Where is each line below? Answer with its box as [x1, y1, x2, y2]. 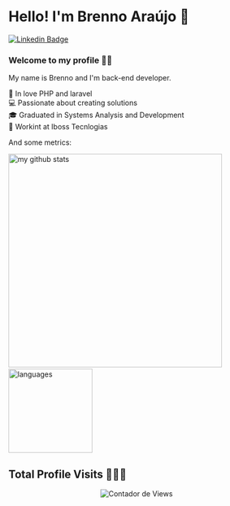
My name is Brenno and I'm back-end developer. [8, 73, 171, 83]
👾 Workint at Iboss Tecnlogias [8, 122, 108, 132]
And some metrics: [8, 137, 72, 147]
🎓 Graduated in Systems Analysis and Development [8, 110, 184, 120]
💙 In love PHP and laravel [8, 89, 93, 98]
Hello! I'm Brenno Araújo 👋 [8, 7, 189, 26]
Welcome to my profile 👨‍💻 [8, 55, 112, 66]
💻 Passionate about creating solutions [8, 98, 138, 108]
